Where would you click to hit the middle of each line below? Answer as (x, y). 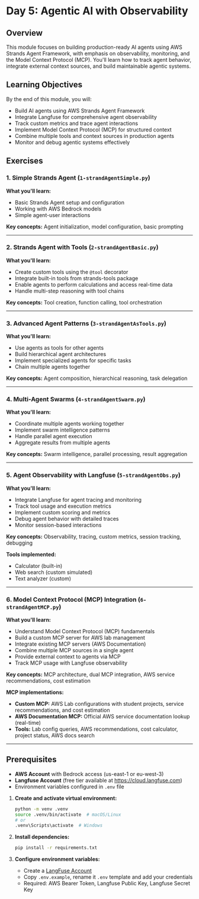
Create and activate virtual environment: (66, 798)
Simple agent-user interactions (52, 215)
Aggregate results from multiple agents (62, 443)
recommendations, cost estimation (48, 680)
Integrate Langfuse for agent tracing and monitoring (78, 499)
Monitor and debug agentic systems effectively (72, 142)
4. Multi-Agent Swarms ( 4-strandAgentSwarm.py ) (76, 400)
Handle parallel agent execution (54, 436)
